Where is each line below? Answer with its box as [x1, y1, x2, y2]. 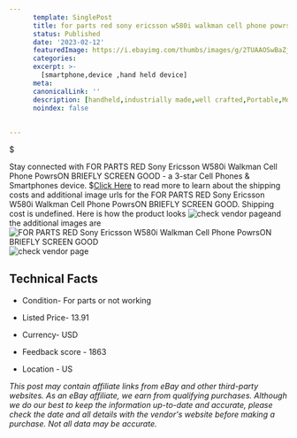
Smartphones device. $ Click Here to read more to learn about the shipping [9, 181, 281, 190]
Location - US [21, 364, 73, 374]
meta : [32, 79, 53, 88]
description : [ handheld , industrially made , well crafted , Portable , [32, 95, 283, 104]
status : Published [32, 29, 101, 38]
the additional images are [9, 218, 102, 228]
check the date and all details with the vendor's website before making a [9, 409, 276, 419]
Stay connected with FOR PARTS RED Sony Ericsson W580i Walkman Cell [9, 161, 278, 172]
